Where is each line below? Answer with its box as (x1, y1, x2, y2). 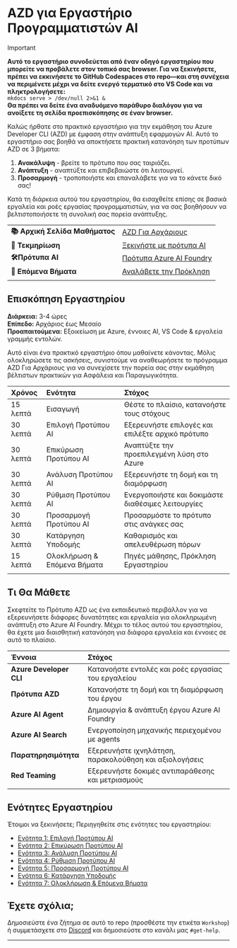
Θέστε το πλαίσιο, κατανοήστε (123, 399, 226, 409)
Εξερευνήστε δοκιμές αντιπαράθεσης (87, 766, 215, 776)
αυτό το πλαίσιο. (7, 635, 56, 644)
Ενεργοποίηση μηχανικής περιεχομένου (87, 725, 221, 735)
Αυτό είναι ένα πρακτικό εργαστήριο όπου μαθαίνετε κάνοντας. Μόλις (7, 348, 217, 357)
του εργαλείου (87, 673, 137, 683)
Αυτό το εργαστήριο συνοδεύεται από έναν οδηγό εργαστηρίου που (7, 57, 214, 65)
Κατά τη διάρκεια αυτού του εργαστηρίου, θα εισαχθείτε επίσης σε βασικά (7, 195, 227, 203)
